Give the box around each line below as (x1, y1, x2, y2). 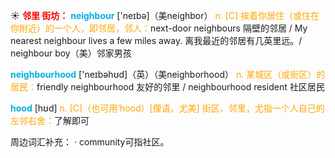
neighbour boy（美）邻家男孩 (10, 47, 132, 59)
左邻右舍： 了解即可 (10, 115, 90, 126)
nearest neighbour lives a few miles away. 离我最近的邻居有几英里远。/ (10, 35, 303, 46)
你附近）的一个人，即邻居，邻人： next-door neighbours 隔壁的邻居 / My (10, 22, 308, 34)
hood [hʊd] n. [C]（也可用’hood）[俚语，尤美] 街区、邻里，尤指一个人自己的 (10, 102, 325, 114)
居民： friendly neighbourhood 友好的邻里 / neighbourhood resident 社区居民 (10, 81, 325, 93)
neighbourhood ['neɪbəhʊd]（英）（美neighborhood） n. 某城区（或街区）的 (10, 69, 326, 80)
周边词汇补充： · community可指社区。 (10, 136, 170, 148)
